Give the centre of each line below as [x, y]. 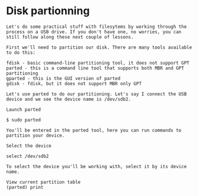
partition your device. [36, 135]
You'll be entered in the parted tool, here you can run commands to [94, 130]
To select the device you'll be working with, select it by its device [96, 166]
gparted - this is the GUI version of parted [63, 78]
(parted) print [25, 187]
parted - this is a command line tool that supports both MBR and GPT [95, 68]
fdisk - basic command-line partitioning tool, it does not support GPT [98, 63]
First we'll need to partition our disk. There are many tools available [99, 47]
